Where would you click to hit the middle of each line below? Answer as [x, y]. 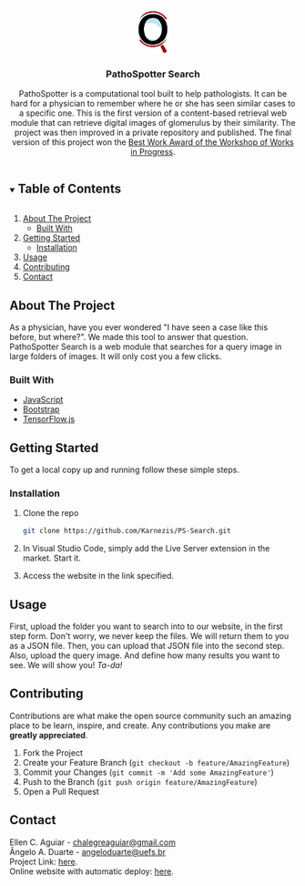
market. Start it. [51, 558]
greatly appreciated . [49, 735]
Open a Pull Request [61, 791]
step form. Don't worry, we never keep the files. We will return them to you [149, 636]
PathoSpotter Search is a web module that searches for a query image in [146, 346]
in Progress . [153, 152]
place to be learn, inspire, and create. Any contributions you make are [140, 725]
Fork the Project [53, 752]
